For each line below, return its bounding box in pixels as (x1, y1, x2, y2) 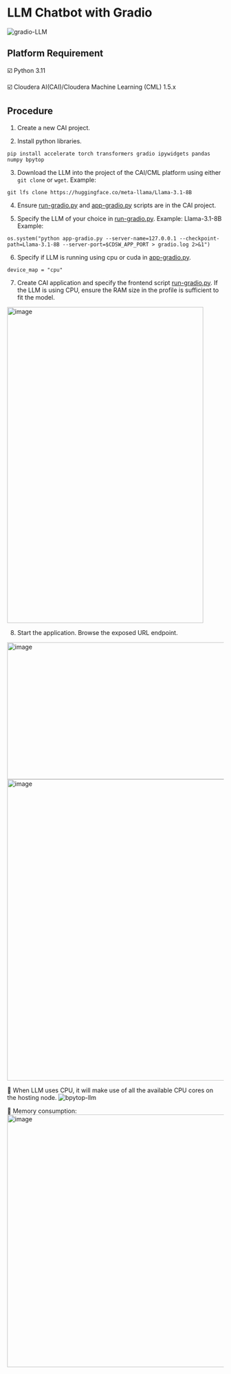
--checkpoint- (179, 235, 220, 242)
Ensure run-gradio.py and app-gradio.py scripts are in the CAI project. (16, 201, 217, 209)
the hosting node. (7, 1093, 57, 1101)
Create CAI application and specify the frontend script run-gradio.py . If (16, 278, 218, 287)
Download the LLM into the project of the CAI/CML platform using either (16, 168, 221, 176)
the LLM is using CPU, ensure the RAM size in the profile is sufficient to (16, 286, 219, 294)
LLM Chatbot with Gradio (7, 5, 153, 21)
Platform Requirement (7, 48, 104, 59)
